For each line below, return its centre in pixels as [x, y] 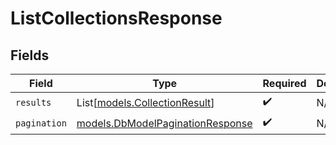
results [33, 102]
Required [284, 83]
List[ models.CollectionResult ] [145, 102]
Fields [30, 55]
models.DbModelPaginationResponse [164, 123]
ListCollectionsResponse [116, 18]
